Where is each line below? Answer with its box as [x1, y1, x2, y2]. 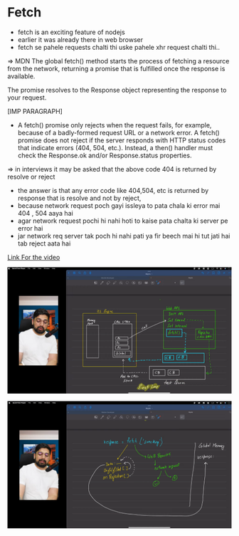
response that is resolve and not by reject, [17, 194, 142, 202]
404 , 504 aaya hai [17, 209, 73, 217]
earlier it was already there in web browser [17, 35, 144, 43]
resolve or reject [7, 172, 55, 181]
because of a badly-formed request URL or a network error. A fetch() [17, 128, 221, 137]
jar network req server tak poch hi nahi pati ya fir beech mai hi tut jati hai [17, 231, 230, 240]
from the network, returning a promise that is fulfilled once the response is [7, 64, 225, 73]
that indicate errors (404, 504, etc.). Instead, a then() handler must [17, 143, 213, 152]
